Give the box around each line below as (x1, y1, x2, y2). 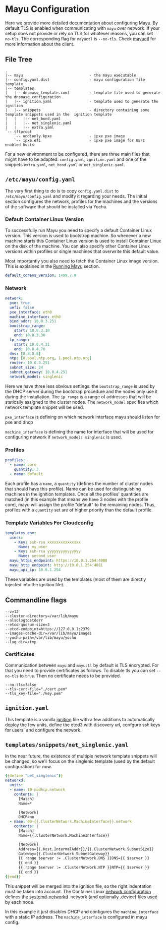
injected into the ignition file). (5, 581, 65, 587)
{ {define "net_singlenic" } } (5, 773, 63, 778)
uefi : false (9, 305, 35, 310)
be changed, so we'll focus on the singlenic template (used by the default (5, 758, 155, 764)
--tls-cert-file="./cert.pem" (5, 686, 68, 691)
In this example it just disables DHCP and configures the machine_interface (5, 909, 159, 915)
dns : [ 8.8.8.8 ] (9, 351, 41, 356)
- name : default (9, 471, 43, 477)
